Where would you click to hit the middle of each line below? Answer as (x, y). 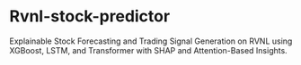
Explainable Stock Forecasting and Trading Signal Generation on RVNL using (151, 41)
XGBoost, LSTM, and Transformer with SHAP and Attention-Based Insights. (148, 50)
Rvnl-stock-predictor (90, 16)
